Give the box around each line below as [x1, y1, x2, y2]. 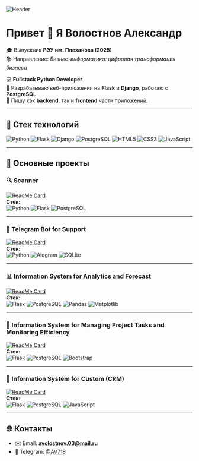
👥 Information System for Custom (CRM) [6, 375, 124, 383]
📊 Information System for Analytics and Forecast [6, 272, 152, 280]
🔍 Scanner [6, 176, 38, 185]
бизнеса [6, 64, 28, 71]
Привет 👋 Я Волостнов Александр [6, 27, 182, 40]
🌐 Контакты [6, 424, 53, 434]
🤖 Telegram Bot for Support [6, 225, 86, 233]
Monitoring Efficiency [6, 328, 70, 336]
